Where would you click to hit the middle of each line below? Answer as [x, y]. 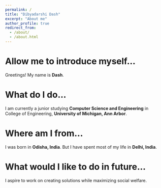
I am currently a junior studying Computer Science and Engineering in [77, 108]
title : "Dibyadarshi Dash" [33, 14]
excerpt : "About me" [26, 19]
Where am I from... [44, 133]
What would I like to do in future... [76, 167]
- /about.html [24, 37]
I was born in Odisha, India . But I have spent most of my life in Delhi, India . [81, 147]
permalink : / [18, 10]
